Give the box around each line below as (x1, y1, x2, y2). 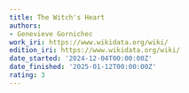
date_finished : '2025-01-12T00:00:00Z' (9, 63, 157, 72)
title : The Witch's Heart (9, 12, 105, 22)
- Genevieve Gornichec (9, 29, 93, 38)
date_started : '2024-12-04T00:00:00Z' (9, 54, 153, 63)
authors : (9, 21, 42, 30)
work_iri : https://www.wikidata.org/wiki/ (9, 37, 169, 47)
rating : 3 (9, 71, 46, 80)
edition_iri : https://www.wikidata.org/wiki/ (9, 46, 180, 55)
